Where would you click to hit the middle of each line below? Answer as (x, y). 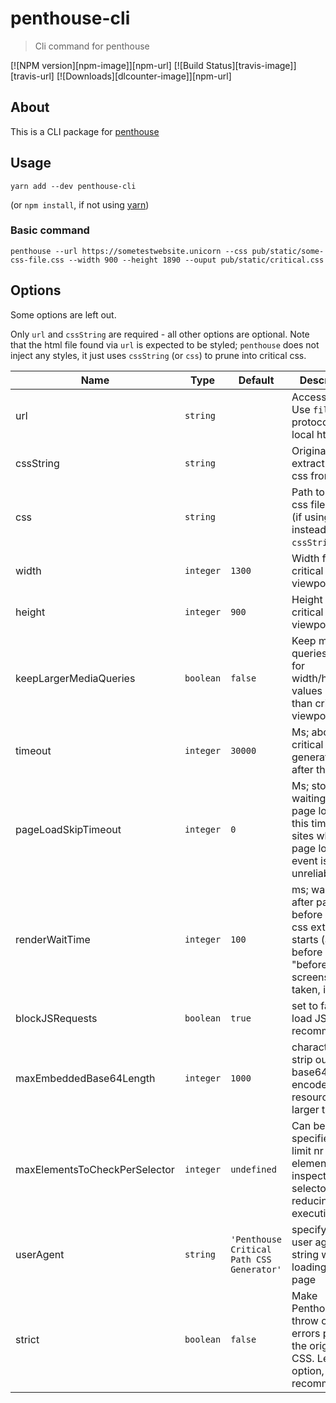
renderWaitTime (53, 939)
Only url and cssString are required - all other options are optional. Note (160, 334)
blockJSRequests (56, 1018)
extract (308, 463)
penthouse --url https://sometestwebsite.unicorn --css (129, 251)
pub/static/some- (288, 251)
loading (309, 1267)
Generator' (256, 1269)
